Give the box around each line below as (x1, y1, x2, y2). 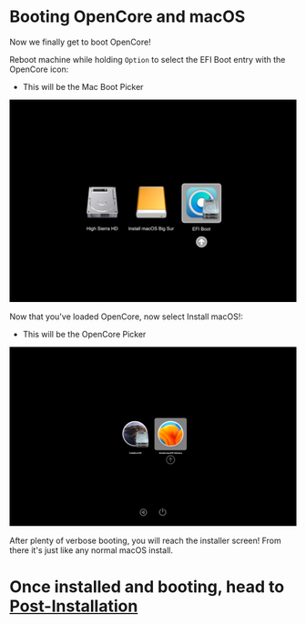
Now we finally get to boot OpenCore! (9, 36, 152, 47)
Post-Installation (9, 596, 138, 617)
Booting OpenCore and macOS (9, 6, 246, 27)
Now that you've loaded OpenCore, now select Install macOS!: (9, 311, 243, 322)
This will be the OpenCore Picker (22, 329, 147, 340)
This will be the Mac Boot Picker (22, 81, 144, 92)
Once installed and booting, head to (9, 577, 285, 598)
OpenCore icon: (9, 64, 69, 75)
